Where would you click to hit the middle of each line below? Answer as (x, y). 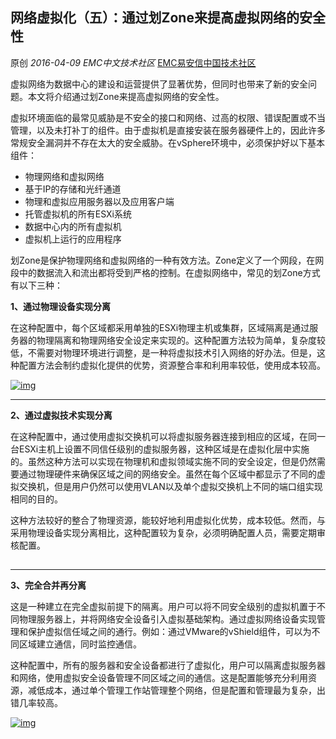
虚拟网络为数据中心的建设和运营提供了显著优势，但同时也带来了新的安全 (159, 84)
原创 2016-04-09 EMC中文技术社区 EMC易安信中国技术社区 (133, 62)
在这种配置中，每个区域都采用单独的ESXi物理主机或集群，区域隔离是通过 (160, 327)
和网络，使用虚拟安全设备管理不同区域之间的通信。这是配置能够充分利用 (159, 677)
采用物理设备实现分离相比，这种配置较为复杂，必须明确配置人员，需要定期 (163, 532)
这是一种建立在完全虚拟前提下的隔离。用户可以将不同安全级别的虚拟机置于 (163, 606)
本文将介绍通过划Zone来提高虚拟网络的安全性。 (126, 96)
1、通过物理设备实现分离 (61, 306)
